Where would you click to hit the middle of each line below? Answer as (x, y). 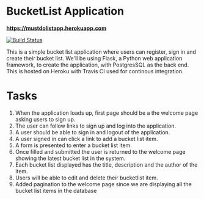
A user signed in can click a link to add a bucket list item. (86, 139)
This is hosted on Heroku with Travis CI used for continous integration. (95, 71)
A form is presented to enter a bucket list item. (74, 145)
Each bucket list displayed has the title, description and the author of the (106, 165)
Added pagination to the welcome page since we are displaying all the (104, 184)
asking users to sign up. (45, 119)
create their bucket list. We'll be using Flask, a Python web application (94, 58)
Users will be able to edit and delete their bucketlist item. (86, 178)
